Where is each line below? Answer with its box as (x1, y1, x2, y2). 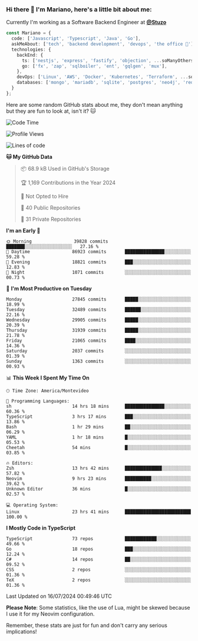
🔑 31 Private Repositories (20, 215, 81, 223)
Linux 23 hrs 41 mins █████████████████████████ (6, 509, 192, 515)
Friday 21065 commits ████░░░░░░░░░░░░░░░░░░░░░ (6, 338, 192, 344)
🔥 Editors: (6, 460, 34, 466)
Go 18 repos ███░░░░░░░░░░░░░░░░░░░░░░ (6, 546, 192, 552)
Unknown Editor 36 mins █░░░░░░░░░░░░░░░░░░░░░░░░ (6, 486, 192, 492)
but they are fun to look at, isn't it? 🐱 (6, 107, 96, 115)
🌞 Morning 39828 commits (6, 238, 108, 244)
